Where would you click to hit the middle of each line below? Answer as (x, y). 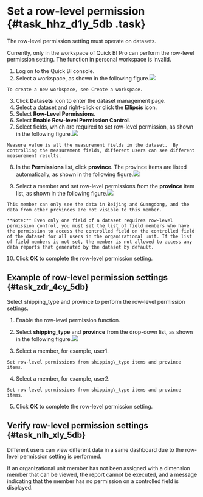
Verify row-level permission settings (77, 425)
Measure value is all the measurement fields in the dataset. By (93, 145)
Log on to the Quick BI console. (55, 71)
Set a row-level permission (76, 11)
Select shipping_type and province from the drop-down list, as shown (104, 332)
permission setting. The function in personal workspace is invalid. (89, 59)
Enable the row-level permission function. (68, 320)
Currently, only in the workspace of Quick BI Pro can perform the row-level (101, 52)
